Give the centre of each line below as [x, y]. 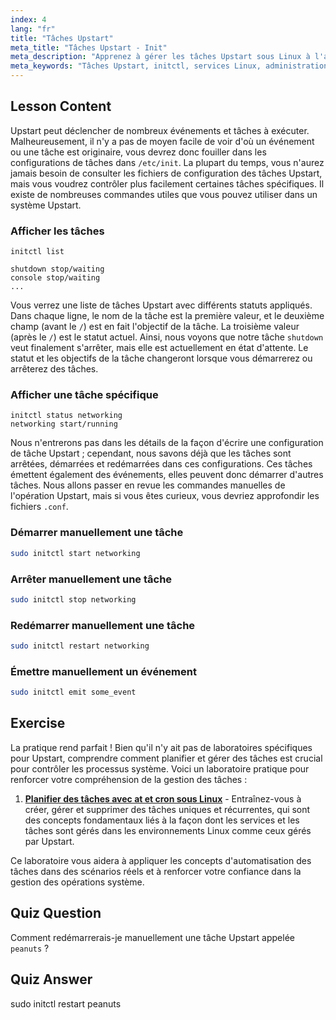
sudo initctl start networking [75, 553]
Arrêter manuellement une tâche [91, 579]
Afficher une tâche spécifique [84, 395]
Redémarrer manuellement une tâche [103, 625]
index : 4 [28, 19]
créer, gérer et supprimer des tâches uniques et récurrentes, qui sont [167, 809]
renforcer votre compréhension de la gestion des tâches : [129, 779]
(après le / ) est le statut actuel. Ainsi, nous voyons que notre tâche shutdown [167, 337]
